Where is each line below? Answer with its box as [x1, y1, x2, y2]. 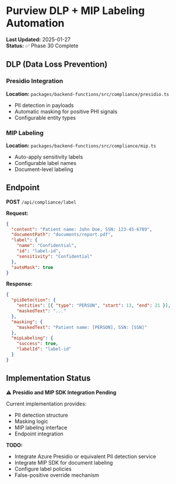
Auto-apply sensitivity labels [14, 153, 83, 160]
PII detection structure [14, 411, 68, 418]
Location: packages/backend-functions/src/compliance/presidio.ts [6, 90, 170, 97]
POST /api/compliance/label [6, 198, 77, 205]
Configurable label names [14, 159, 77, 166]
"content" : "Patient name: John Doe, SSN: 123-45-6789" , [11, 226, 153, 232]
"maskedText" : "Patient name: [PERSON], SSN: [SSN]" [16, 324, 147, 330]
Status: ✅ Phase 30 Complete [6, 42, 79, 49]
